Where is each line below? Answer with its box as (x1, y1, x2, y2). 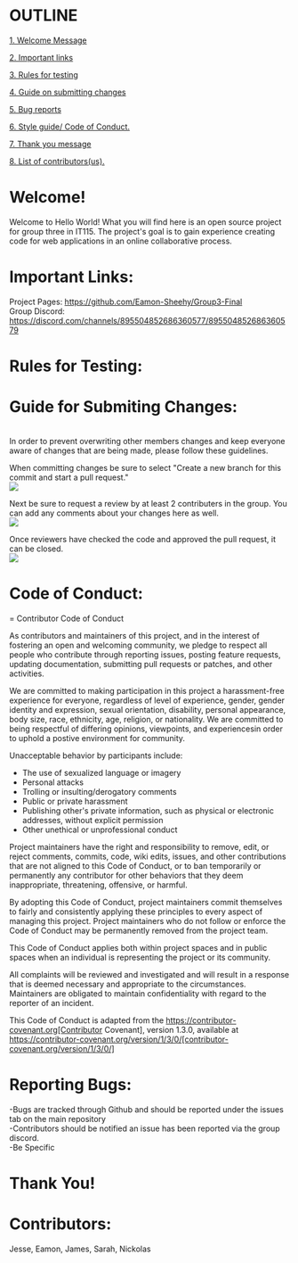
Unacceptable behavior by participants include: (9, 750, 183, 761)
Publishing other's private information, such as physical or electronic (21, 805, 274, 816)
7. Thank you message (9, 138, 92, 149)
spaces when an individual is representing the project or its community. (9, 952, 271, 962)
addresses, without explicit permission (21, 814, 164, 825)
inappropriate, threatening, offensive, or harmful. (9, 879, 189, 890)
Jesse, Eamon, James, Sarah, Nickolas (9, 1243, 151, 1254)
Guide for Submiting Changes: (9, 397, 238, 417)
